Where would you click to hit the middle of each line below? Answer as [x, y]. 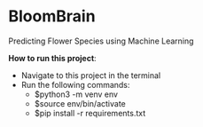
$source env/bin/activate [80, 103]
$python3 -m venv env [76, 94]
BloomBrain [52, 16]
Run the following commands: [75, 84]
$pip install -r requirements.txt [90, 113]
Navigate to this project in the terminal [91, 75]
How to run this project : [52, 58]
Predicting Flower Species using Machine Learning [101, 41]
